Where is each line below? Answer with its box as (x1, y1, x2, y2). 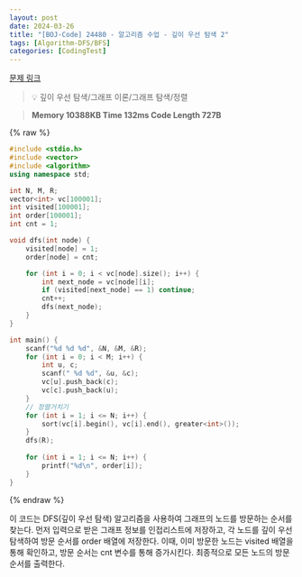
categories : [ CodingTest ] (9, 47, 106, 56)
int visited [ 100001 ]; (9, 203, 91, 212)
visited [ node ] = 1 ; (25, 244, 99, 253)
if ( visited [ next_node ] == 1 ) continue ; (41, 286, 196, 295)
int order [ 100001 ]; (9, 211, 83, 221)
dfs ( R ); (25, 436, 54, 445)
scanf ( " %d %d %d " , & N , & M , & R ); (25, 343, 147, 353)
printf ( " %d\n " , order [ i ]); (41, 461, 143, 470)
